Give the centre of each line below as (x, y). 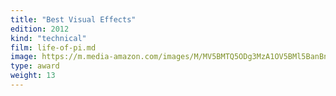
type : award (35, 66)
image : (24, 57)
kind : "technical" (48, 38)
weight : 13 (33, 76)
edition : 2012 (40, 29)
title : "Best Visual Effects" (73, 19)
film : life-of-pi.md (53, 47)
